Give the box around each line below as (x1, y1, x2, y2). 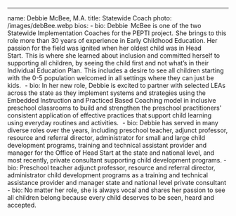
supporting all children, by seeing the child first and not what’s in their (7, 59, 209, 67)
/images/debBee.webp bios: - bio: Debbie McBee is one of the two (7, 22, 202, 30)
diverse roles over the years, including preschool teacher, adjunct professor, (7, 126, 228, 134)
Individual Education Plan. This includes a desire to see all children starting (7, 66, 224, 75)
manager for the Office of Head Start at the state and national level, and (7, 148, 215, 157)
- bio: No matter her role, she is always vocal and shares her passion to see (7, 186, 226, 194)
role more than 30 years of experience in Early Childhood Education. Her (7, 37, 218, 44)
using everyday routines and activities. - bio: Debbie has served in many (7, 119, 219, 127)
